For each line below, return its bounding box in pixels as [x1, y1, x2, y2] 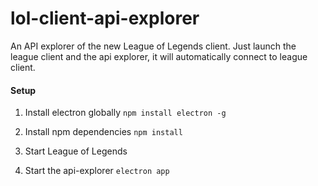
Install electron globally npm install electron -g [24, 107, 227, 119]
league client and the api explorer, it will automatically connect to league [10, 50, 308, 62]
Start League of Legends [24, 145, 128, 157]
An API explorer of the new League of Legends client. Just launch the [10, 40, 297, 52]
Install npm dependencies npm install [24, 126, 183, 138]
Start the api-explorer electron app [24, 165, 170, 177]
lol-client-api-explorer [10, 7, 200, 30]
